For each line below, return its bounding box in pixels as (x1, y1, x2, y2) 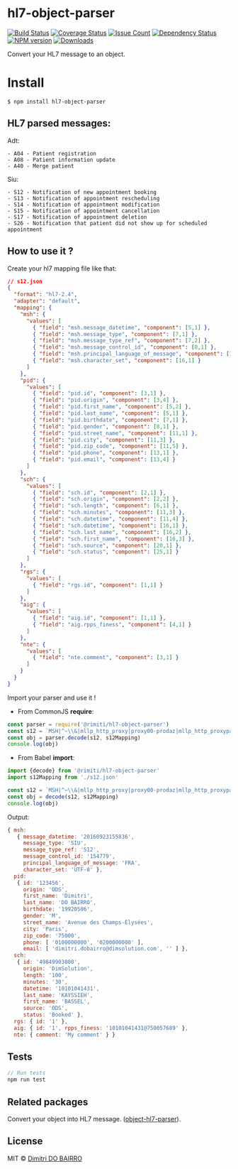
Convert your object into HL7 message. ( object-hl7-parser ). (7, 1115, 181, 1123)
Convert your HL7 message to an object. (7, 50, 125, 58)
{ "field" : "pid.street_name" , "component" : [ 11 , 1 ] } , (33, 430, 198, 437)
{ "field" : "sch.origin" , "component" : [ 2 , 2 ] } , (33, 496, 179, 503)
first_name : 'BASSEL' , (23, 998, 91, 1006)
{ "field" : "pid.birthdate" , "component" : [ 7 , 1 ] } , (33, 416, 189, 423)
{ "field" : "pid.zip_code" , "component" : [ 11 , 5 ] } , (33, 442, 189, 450)
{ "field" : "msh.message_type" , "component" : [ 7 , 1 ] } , (33, 330, 198, 338)
